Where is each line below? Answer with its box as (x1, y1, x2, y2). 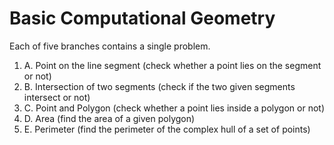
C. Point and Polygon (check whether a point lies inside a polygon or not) (23, 102, 326, 114)
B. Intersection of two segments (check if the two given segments (23, 80, 296, 92)
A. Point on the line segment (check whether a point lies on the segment (23, 59, 322, 71)
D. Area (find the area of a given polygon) (23, 112, 196, 124)
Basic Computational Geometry (9, 7, 276, 30)
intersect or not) (23, 91, 91, 103)
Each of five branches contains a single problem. (9, 40, 211, 52)
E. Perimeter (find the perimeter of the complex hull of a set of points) (23, 123, 311, 135)
